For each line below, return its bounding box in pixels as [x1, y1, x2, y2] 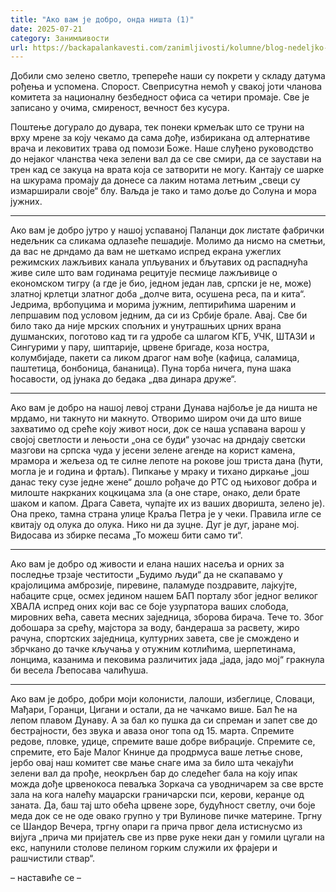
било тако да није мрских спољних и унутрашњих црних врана [10, 320, 282, 332]
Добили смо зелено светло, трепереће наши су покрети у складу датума [10, 70, 326, 82]
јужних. [10, 196, 43, 208]
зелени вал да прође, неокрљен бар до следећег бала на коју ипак [10, 767, 298, 780]
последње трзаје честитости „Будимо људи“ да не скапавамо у [10, 569, 283, 581]
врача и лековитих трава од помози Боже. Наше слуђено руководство [10, 142, 314, 155]
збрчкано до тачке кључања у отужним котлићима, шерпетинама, [10, 643, 296, 655]
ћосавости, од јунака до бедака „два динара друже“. [10, 373, 237, 385]
